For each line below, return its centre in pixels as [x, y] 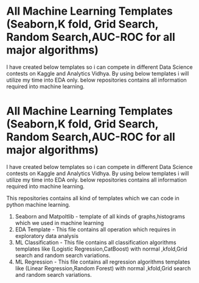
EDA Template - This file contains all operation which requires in [96, 229]
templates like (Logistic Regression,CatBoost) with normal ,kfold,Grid [101, 249]
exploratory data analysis [47, 235]
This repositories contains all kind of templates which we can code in [93, 198]
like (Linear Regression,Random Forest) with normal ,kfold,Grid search [103, 268]
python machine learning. [38, 204]
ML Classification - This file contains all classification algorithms [96, 242]
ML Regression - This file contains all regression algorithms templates [103, 262]
